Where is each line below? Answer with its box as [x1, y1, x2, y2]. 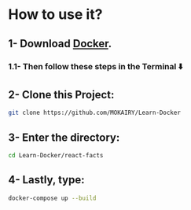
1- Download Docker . [8, 37, 112, 50]
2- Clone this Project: [8, 88, 115, 101]
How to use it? [8, 6, 103, 24]
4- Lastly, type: [8, 173, 85, 186]
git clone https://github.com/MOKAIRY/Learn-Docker [8, 109, 181, 117]
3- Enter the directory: [8, 131, 120, 144]
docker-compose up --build [8, 194, 97, 202]
